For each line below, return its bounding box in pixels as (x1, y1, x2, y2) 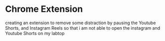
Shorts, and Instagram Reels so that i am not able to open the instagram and (5, 25, 161, 31)
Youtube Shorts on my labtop (5, 30, 65, 36)
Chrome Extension (5, 3, 83, 15)
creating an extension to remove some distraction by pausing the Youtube (5, 20, 156, 26)
